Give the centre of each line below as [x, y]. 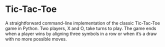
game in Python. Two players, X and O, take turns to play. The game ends [81, 28]
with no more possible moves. [36, 39]
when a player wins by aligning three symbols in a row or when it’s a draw [81, 33]
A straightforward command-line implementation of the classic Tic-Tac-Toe [82, 23]
